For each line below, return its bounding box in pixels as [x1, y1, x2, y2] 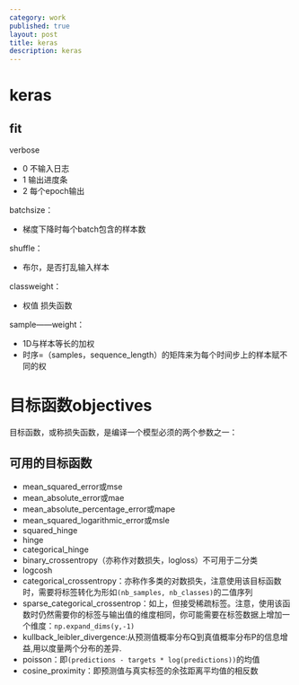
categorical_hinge [22, 544, 90, 555]
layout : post [9, 30, 58, 39]
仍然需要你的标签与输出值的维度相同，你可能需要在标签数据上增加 [38, 609, 283, 619]
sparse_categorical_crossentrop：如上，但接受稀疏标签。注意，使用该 [22, 598, 283, 609]
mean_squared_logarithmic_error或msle [22, 514, 171, 525]
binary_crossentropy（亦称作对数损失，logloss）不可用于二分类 [22, 554, 259, 566]
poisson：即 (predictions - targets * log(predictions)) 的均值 [22, 654, 260, 664]
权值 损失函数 [22, 300, 73, 311]
